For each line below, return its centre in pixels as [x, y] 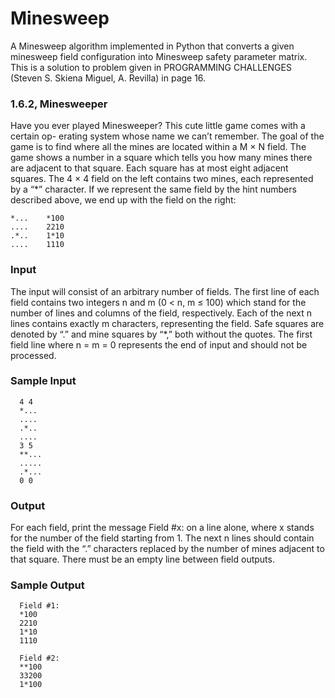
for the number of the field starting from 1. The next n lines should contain [162, 538]
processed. [33, 355]
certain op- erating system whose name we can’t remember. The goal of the [167, 136]
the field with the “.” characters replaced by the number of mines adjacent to [167, 549]
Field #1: [39, 606]
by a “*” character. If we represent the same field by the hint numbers [153, 189]
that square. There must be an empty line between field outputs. [142, 559]
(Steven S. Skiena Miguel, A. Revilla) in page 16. [108, 78]
